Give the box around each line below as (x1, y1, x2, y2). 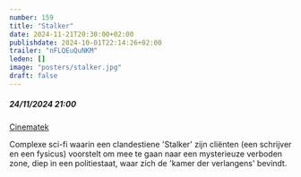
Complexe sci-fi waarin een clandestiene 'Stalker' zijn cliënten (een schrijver (9, 139, 292, 149)
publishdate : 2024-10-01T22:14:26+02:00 (9, 38, 163, 47)
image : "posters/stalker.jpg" (9, 63, 123, 72)
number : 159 (9, 13, 54, 22)
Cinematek (9, 122, 49, 132)
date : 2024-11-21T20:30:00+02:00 (9, 29, 134, 38)
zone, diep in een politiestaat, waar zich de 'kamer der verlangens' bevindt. (9, 157, 288, 168)
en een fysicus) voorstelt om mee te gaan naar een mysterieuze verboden (9, 148, 283, 159)
